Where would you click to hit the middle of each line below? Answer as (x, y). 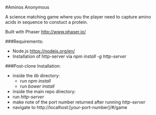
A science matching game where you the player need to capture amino (78, 17)
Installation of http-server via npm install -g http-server (69, 56)
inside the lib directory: (36, 76)
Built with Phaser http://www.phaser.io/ (45, 32)
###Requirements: (24, 41)
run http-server (28, 97)
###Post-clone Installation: (33, 66)
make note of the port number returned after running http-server (79, 102)
